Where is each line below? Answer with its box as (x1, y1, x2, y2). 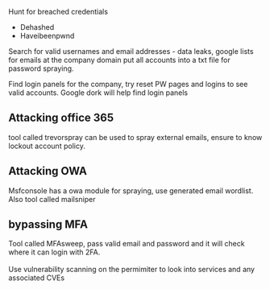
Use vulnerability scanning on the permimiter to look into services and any (8, 265, 255, 275)
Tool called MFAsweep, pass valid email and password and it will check (8, 239, 245, 249)
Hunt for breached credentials (8, 7, 109, 16)
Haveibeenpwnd (19, 31, 75, 40)
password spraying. (8, 64, 74, 73)
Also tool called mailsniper (8, 194, 96, 204)
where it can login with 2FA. (8, 247, 101, 257)
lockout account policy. (8, 141, 86, 151)
